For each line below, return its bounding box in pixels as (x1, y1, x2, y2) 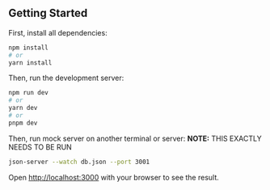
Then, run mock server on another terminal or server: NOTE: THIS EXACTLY (8, 133, 262, 143)
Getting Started (8, 6, 88, 20)
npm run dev (8, 89, 49, 97)
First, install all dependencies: (8, 27, 108, 37)
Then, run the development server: (8, 73, 124, 83)
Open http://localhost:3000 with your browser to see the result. (8, 172, 220, 182)
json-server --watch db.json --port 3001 (8, 158, 150, 166)
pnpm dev (8, 119, 38, 127)
